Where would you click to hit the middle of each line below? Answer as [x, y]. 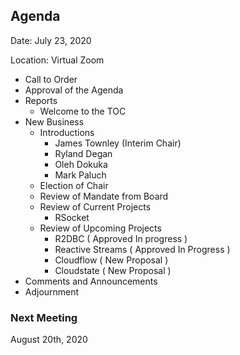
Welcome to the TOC [83, 111]
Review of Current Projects [95, 206]
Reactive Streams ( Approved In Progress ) [142, 249]
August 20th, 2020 [49, 340]
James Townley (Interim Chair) [118, 143]
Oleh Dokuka [81, 164]
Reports [41, 100]
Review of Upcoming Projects [100, 228]
